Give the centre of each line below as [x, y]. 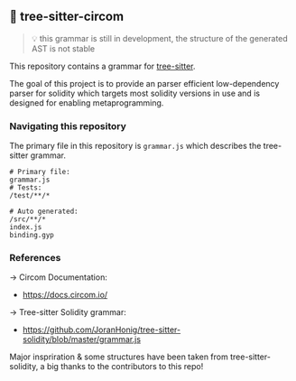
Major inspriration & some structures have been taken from [119, 357]
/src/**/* [28, 219]
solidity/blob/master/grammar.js [82, 339]
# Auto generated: [44, 212]
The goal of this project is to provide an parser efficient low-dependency [144, 83]
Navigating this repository [68, 125]
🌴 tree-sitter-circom [67, 17]
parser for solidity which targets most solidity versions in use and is [134, 93]
